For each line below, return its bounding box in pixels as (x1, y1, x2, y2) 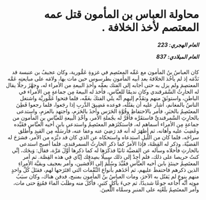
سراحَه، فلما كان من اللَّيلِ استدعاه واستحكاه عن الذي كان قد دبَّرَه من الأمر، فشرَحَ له (7, 134, 199, 141)
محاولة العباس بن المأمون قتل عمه (44, 7, 199, 21)
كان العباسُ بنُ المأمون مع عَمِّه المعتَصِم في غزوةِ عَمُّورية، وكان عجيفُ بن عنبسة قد (12, 69, 199, 76)
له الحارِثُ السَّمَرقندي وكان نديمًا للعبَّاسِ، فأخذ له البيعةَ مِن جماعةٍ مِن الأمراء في (18, 88, 199, 96)
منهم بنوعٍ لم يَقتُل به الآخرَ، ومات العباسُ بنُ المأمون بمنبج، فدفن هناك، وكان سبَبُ (15, 173, 199, 180)
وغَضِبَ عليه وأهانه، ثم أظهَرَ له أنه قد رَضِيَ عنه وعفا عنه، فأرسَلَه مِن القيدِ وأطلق (18, 127, 199, 134)
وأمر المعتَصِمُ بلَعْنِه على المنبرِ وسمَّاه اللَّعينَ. (99, 186, 199, 193)
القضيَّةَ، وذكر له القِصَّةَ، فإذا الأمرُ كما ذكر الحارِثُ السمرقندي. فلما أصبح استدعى (19, 140, 199, 148)
